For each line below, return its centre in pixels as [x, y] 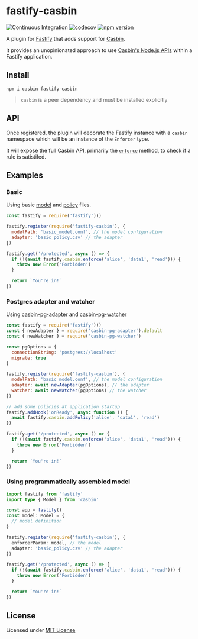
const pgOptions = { [32, 347]
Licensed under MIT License [41, 630]
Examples [25, 175]
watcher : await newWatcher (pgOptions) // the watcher [79, 390]
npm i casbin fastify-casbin [42, 89]
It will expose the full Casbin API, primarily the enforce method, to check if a [98, 150]
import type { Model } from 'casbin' [53, 499]
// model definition [37, 521]
